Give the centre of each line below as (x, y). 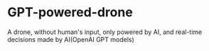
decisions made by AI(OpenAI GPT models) (71, 39)
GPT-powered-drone (70, 12)
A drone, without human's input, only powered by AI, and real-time (105, 32)
